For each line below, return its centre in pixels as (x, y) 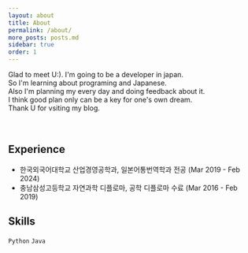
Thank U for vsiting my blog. (54, 108)
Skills (22, 221)
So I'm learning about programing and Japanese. (87, 83)
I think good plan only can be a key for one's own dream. (100, 100)
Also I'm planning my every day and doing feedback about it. (107, 91)
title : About (30, 23)
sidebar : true (31, 45)
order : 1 (22, 52)
